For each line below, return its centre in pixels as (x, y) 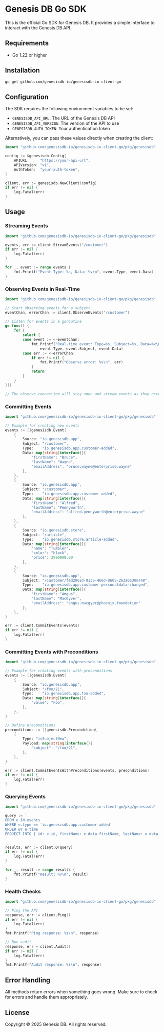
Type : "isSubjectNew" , (46, 739)
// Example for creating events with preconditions (59, 671)
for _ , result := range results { (40, 870)
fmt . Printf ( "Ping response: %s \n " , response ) (52, 933)
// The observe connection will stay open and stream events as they (77, 394)
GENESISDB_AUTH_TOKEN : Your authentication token (61, 129)
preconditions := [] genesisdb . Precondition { (51, 730)
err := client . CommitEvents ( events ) (42, 625)
